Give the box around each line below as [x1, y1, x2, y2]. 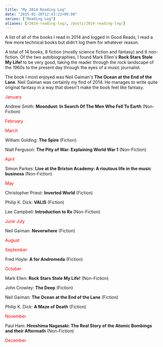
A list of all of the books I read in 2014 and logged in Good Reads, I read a [5, 34, 153, 40]
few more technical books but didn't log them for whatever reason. [5, 40, 140, 46]
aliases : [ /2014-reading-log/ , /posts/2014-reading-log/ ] [5, 21, 125, 26]
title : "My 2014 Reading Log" [5, 7, 67, 12]
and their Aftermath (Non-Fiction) [5, 328, 74, 334]
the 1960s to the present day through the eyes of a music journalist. [5, 65, 141, 71]
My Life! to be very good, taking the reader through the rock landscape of [5, 59, 154, 65]
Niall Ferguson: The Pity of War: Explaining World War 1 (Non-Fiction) [5, 147, 146, 152]
